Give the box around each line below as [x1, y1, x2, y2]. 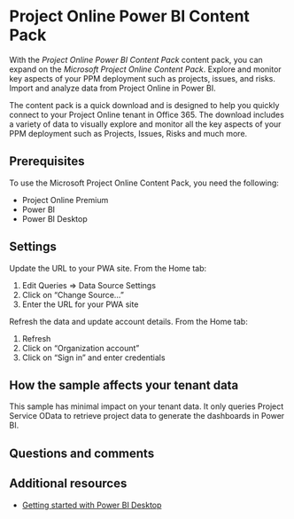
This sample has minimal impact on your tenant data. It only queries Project [9, 401, 284, 412]
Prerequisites [9, 153, 85, 169]
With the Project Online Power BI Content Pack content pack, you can [9, 54, 263, 65]
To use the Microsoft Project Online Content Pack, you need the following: [9, 177, 279, 188]
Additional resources [9, 476, 128, 491]
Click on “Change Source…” [21, 289, 124, 300]
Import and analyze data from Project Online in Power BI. [9, 83, 216, 93]
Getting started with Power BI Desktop [21, 499, 162, 510]
